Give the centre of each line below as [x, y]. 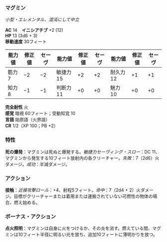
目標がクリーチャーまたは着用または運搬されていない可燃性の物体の [83, 196]
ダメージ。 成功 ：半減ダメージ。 [38, 164]
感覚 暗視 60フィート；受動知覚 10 [40, 113]
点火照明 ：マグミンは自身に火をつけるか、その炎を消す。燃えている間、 [79, 228]
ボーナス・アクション [31, 216]
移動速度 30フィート [26, 42]
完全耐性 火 [17, 107]
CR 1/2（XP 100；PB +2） [32, 126]
